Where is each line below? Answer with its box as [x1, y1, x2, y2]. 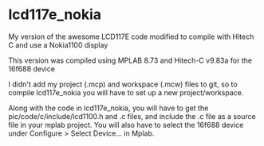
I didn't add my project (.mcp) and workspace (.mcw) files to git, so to [8, 79, 238, 89]
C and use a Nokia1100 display [8, 40, 108, 49]
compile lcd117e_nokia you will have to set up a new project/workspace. [8, 87, 244, 97]
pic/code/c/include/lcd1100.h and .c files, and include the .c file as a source [8, 111, 257, 121]
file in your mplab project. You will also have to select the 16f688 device [8, 120, 244, 129]
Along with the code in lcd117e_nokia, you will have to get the [8, 103, 209, 113]
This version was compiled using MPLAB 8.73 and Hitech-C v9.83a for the [8, 56, 253, 65]
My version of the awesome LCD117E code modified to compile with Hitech [8, 32, 254, 41]
